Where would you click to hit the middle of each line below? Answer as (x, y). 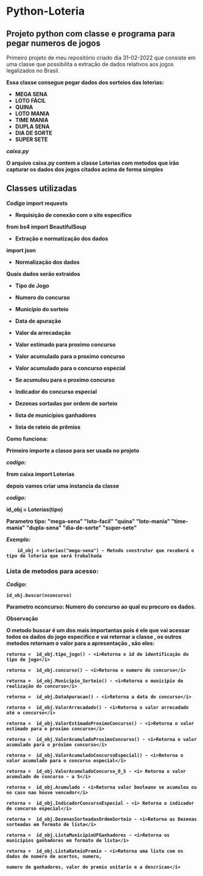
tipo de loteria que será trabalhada (54, 556)
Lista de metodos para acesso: (53, 571)
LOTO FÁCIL (30, 101)
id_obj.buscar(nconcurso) (39, 596)
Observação (22, 619)
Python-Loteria (46, 11)
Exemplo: (19, 539)
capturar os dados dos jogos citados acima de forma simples (85, 169)
